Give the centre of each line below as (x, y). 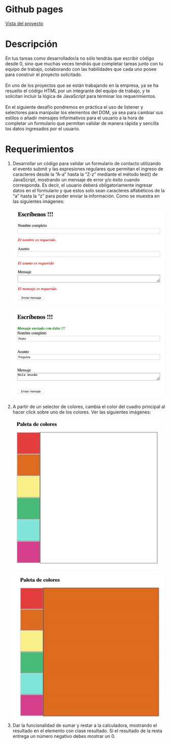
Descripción (31, 44)
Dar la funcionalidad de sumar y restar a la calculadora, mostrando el (85, 725)
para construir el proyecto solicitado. (44, 74)
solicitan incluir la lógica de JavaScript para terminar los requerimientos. (81, 96)
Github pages (34, 9)
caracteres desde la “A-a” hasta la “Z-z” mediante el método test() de (85, 174)
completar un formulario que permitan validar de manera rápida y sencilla (82, 123)
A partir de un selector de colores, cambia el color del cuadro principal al (89, 407)
